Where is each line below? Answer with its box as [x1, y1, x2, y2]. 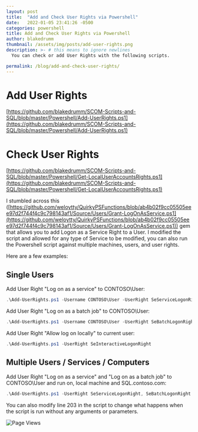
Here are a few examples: [6, 253, 68, 260]
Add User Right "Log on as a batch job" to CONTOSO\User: [6, 307, 150, 315]
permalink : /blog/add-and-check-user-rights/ [6, 63, 120, 69]
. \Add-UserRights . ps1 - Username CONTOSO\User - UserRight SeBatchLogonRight [6, 319, 196, 325]
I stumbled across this [6, 197, 60, 204]
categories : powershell [6, 25, 65, 31]
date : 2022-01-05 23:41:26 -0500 [6, 19, 94, 25]
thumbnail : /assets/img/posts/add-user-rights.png [6, 42, 133, 48]
